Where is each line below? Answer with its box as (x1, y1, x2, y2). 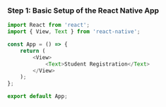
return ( (20, 47, 46, 54)
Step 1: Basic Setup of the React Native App (7, 6, 160, 15)
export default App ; (7, 93, 69, 100)
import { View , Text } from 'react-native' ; (7, 28, 141, 35)
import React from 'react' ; (7, 22, 90, 29)
